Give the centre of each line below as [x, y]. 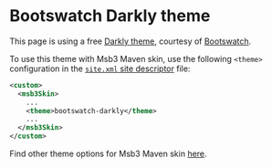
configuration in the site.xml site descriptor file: [100, 68]
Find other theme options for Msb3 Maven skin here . [108, 154]
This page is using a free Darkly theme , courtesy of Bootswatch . [131, 41]
